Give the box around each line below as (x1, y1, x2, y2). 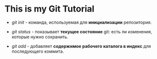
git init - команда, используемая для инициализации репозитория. (11, 19, 152, 25)
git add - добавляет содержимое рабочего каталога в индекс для (11, 43, 151, 49)
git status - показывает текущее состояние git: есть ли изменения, (11, 29, 152, 34)
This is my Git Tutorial (4, 3, 95, 15)
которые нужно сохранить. (11, 34, 69, 40)
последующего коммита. (11, 48, 64, 54)
